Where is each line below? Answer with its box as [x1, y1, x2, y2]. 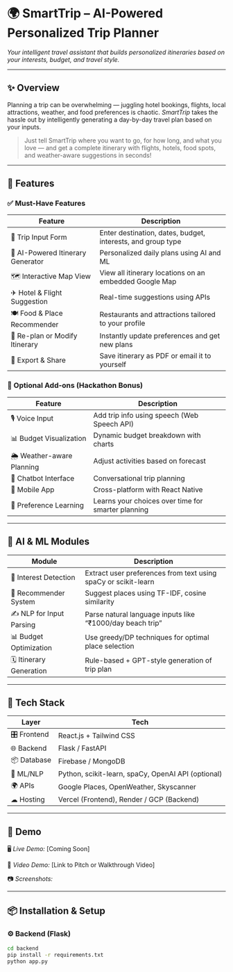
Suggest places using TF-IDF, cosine [85, 588, 207, 598]
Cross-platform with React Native [93, 485, 203, 494]
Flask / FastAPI [58, 743, 107, 753]
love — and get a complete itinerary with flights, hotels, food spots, [24, 143, 216, 152]
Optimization [10, 642, 53, 652]
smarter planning [93, 505, 149, 515]
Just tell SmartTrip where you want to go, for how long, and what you [24, 136, 222, 145]
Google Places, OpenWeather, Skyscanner [58, 781, 196, 791]
